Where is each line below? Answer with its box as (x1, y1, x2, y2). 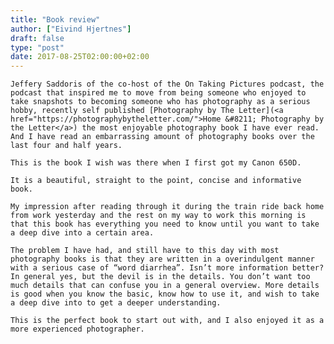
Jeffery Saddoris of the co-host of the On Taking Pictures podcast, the (10, 79, 325, 90)
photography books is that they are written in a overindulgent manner (10, 254, 315, 265)
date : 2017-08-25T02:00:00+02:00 (10, 52, 150, 62)
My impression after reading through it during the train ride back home (10, 202, 325, 212)
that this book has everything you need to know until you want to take (10, 219, 320, 230)
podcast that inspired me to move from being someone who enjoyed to (10, 88, 307, 98)
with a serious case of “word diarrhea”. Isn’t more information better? (10, 263, 325, 273)
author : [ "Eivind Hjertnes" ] (10, 24, 132, 34)
